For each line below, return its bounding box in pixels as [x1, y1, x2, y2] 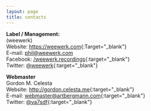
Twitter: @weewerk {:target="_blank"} [6, 61, 98, 68]
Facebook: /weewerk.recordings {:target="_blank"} [6, 56, 130, 63]
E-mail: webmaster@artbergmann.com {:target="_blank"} [6, 92, 146, 99]
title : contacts [6, 14, 46, 20]
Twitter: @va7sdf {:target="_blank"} [6, 98, 92, 105]
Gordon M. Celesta [6, 79, 52, 86]
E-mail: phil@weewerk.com [6, 49, 73, 56]
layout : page [6, 8, 39, 15]
